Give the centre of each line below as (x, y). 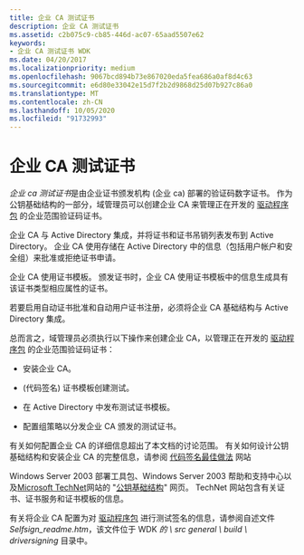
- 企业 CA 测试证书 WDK (50, 52)
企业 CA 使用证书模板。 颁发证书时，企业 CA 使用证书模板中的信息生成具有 (149, 277)
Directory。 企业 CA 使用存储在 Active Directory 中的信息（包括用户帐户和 (147, 246)
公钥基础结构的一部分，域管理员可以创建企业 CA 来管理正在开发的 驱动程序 (149, 205)
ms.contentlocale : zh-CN (56, 102)
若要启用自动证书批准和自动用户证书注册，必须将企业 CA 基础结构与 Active (149, 308)
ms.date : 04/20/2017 (48, 60)
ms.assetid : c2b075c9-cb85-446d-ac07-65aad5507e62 (107, 34)
